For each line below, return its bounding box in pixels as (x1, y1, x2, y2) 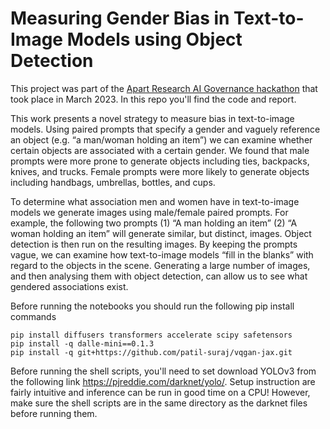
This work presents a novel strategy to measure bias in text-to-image (10, 112, 295, 124)
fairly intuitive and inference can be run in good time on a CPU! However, (10, 386, 311, 398)
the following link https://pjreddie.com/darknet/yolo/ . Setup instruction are (10, 375, 316, 387)
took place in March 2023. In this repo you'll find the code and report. (10, 93, 297, 105)
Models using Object (66, 28, 243, 51)
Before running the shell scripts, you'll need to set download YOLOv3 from (10, 365, 317, 377)
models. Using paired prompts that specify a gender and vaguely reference (10, 123, 321, 135)
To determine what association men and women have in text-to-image (10, 195, 300, 207)
